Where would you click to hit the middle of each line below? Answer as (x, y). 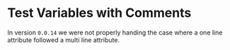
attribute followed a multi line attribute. (64, 39)
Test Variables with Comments (99, 13)
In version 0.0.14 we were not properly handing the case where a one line (115, 32)
